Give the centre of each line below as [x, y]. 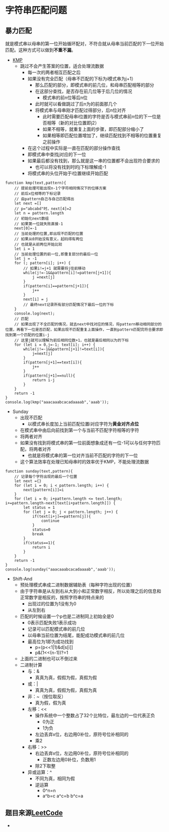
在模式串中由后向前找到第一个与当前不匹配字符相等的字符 [79, 430]
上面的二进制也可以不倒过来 [49, 659]
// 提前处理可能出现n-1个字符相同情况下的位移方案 [60, 188]
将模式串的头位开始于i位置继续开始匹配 [68, 173]
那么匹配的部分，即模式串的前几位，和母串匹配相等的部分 [95, 85]
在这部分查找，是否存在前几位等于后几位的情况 [83, 91]
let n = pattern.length [39, 213]
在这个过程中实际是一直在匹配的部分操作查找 [74, 148]
